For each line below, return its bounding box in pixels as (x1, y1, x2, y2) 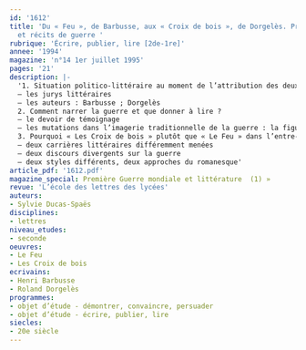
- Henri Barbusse (9, 276, 76, 285)
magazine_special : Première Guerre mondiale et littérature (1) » (9, 174, 271, 183)
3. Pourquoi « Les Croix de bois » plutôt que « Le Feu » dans (17, 132, 262, 141)
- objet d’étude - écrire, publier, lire (9, 310, 169, 319)
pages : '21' (9, 65, 55, 74)
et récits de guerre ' (17, 30, 104, 39)
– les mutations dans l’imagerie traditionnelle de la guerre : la (17, 124, 280, 133)
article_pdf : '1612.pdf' (9, 166, 104, 175)
